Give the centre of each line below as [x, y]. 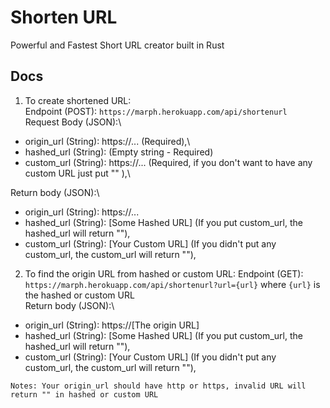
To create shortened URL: [78, 100]
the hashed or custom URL [79, 295]
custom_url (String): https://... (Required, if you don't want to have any [168, 162]
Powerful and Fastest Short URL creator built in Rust [117, 45]
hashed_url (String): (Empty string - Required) [119, 152]
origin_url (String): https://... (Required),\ [107, 141]
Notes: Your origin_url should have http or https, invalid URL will [158, 386]
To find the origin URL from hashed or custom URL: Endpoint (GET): [164, 273]
